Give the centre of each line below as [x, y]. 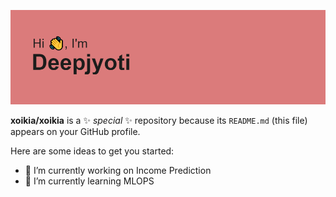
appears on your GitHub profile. [75, 132]
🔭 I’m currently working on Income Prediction [118, 171]
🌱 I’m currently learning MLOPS [89, 181]
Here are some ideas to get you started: [92, 151]
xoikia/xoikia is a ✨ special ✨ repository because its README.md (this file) [159, 121]
